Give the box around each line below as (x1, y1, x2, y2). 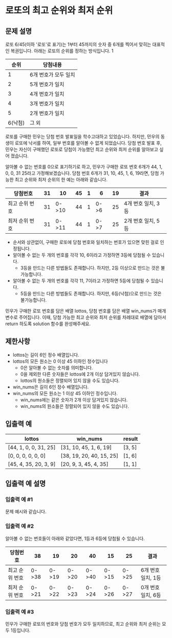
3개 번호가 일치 (30, 100, 64, 107)
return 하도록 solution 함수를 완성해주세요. (5, 321, 91, 327)
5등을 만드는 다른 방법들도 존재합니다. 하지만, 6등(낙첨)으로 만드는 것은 (20, 291, 162, 296)
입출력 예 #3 (5, 608, 34, 615)
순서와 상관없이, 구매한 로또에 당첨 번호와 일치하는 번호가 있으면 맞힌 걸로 (12, 239, 159, 245)
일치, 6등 (140, 591, 161, 598)
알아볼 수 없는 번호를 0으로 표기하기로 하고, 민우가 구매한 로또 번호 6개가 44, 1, (5, 164, 163, 170)
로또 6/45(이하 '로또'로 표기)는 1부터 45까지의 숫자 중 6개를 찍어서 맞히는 (5, 42, 152, 47)
